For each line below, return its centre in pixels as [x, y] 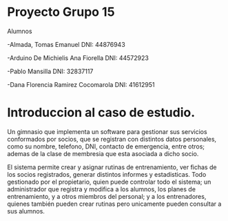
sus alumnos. [26, 211]
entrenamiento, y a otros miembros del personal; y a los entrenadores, [107, 196]
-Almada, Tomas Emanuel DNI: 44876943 [66, 44]
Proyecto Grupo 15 [61, 12]
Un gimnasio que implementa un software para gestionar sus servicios [107, 131]
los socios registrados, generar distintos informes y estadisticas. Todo [107, 174]
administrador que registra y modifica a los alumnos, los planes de [102, 189]
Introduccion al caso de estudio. [101, 113]
